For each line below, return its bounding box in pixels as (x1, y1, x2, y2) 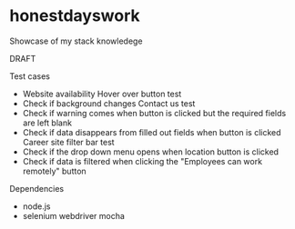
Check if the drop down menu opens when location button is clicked (22, 146, 280, 157)
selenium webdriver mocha (22, 210, 126, 221)
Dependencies (9, 183, 65, 194)
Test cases (9, 70, 50, 82)
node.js (22, 201, 52, 212)
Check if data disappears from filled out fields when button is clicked (22, 126, 281, 137)
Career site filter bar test (22, 136, 116, 147)
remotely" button (22, 165, 86, 176)
